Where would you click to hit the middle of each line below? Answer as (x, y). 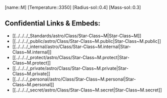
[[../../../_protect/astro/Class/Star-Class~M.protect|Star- (71, 57)
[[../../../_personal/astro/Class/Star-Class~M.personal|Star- (74, 79)
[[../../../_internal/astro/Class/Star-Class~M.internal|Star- (71, 46)
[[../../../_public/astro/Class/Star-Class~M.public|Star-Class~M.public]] (87, 41)
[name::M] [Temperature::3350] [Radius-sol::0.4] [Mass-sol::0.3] (73, 7)
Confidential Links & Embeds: (53, 23)
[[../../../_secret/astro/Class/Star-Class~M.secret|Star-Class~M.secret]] (87, 90)
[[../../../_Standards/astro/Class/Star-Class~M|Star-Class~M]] (77, 36)
